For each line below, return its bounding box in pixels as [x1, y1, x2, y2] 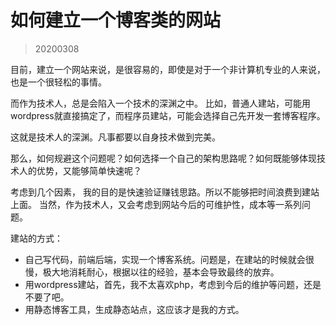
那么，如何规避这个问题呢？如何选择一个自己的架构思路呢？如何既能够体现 [10, 152, 317, 164]
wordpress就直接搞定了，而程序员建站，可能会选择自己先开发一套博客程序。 [10, 109, 326, 121]
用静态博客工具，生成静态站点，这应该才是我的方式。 [24, 303, 245, 315]
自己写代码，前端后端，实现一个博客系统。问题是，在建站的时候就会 [24, 253, 306, 265]
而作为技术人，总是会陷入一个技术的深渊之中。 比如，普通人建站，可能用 [10, 97, 311, 109]
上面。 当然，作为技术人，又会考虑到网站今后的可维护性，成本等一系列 [10, 198, 302, 210]
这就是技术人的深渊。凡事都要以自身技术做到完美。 [10, 131, 221, 143]
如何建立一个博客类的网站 [10, 9, 222, 32]
